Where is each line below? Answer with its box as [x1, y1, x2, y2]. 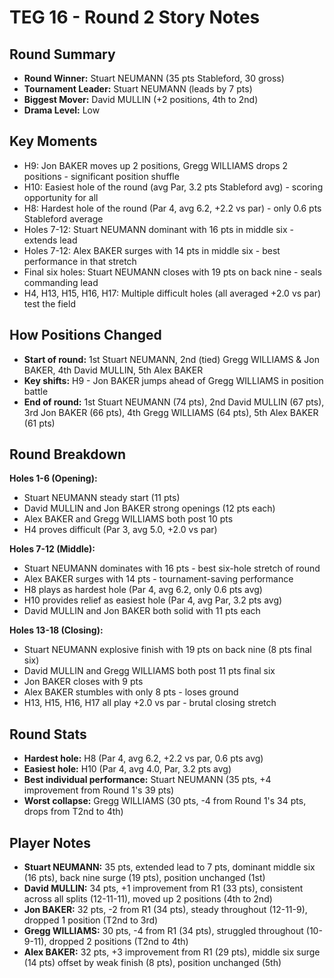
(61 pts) [23, 417, 56, 429]
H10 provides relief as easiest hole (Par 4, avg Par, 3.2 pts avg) [23, 594, 283, 606]
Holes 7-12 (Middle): [9, 543, 96, 555]
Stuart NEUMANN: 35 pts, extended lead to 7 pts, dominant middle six [23, 861, 316, 873]
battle [23, 385, 49, 397]
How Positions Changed [9, 327, 162, 344]
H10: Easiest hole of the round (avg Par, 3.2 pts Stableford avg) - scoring [23, 181, 324, 193]
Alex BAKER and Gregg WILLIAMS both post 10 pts [23, 513, 234, 525]
